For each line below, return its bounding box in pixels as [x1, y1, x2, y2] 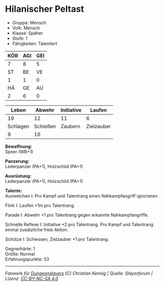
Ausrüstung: [5, 173, 32, 179]
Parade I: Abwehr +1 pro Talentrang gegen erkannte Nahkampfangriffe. [5, 212, 149, 218]
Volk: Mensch [12, 25, 40, 30]
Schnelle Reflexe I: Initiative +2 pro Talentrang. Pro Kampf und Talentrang [5, 221, 154, 227]
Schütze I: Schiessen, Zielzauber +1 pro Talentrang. [5, 236, 110, 242]
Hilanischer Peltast [5, 3, 84, 15]
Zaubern [60, 123, 81, 130]
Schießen [34, 123, 56, 130]
